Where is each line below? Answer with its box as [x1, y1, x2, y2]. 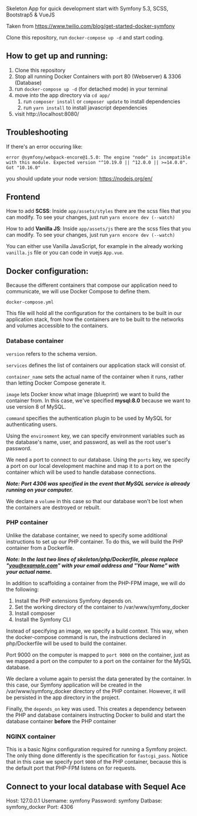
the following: [6, 586, 39, 593]
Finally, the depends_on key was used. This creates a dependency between [6, 705, 186, 712]
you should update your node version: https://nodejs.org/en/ [6, 175, 153, 182]
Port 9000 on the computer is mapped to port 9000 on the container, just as [6, 651, 190, 658]
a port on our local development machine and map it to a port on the [6, 462, 172, 469]
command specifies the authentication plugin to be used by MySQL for [6, 414, 172, 422]
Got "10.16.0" [6, 165, 41, 170]
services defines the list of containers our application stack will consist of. [6, 362, 186, 369]
